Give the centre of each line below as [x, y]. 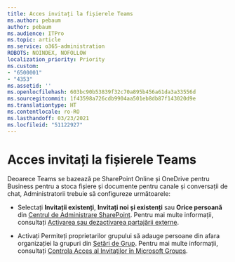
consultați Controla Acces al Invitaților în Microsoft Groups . [102, 251]
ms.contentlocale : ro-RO [43, 112]
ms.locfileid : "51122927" [45, 125]
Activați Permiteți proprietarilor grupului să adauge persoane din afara [119, 236]
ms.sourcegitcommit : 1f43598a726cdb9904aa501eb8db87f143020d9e [102, 99]
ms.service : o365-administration [56, 46]
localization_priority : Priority [56, 60]
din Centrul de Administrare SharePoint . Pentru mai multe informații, [115, 215]
